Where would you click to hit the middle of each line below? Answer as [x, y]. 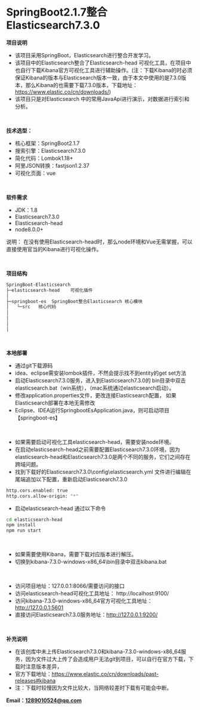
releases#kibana [35, 681]
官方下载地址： [33, 674]
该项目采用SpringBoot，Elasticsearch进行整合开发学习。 [84, 55]
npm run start [24, 531]
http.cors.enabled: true [37, 490]
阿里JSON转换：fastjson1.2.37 [52, 165]
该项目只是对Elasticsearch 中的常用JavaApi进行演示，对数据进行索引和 [102, 98]
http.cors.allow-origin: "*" [42, 496]
